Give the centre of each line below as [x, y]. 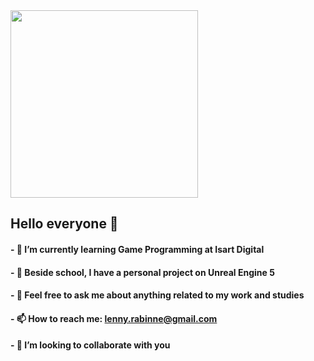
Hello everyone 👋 [64, 224]
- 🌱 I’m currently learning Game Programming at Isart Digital [137, 249]
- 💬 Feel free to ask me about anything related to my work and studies [157, 295]
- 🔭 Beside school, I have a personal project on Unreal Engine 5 [142, 272]
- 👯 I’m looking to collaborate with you [90, 345]
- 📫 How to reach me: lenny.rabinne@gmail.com [114, 318]
